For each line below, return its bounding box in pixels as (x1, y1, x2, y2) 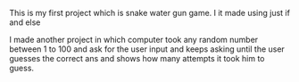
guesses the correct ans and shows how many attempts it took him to (9, 53, 265, 63)
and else (9, 17, 41, 28)
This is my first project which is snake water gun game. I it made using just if (9, 8, 290, 18)
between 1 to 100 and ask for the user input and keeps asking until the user (9, 44, 286, 54)
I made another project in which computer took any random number (9, 35, 259, 45)
